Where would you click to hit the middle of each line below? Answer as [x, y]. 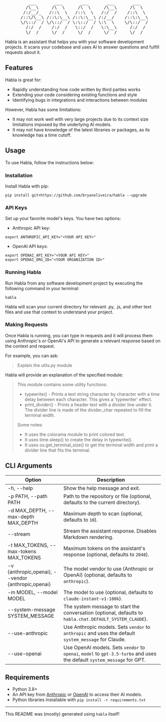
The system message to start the [102, 606]
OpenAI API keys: [30, 246]
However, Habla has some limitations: [43, 110]
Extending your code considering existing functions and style [75, 95]
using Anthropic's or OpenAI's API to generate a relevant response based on [83, 341]
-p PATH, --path [28, 496]
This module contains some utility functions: [62, 384]
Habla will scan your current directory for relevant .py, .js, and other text [78, 306]
